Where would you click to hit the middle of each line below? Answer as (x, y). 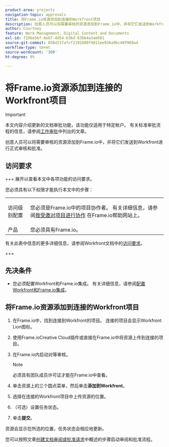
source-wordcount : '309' (31, 52)
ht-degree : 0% (20, 57)
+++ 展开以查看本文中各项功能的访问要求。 (50, 179)
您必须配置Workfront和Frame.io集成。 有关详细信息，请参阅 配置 (79, 284)
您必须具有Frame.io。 (56, 230)
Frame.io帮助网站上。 (117, 215)
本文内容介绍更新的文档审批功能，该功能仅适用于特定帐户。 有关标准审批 (81, 125)
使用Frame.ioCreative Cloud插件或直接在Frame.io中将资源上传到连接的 (86, 337)
